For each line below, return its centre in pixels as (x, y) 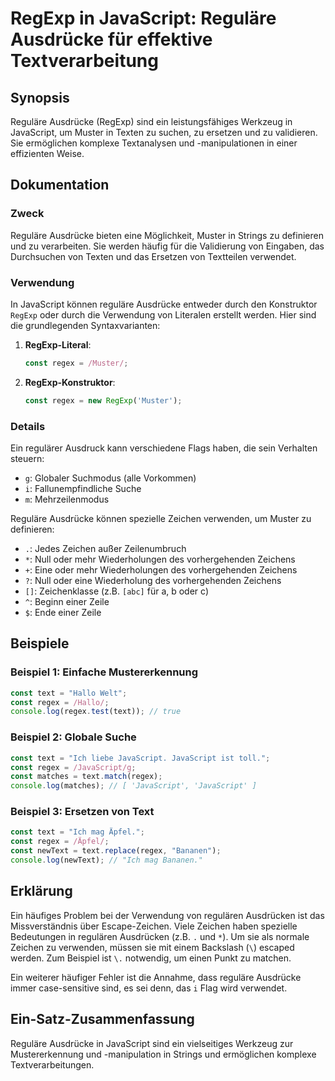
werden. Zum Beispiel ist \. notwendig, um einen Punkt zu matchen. (151, 958)
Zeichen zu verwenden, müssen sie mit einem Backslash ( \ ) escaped (152, 947)
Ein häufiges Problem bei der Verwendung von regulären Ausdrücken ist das (167, 915)
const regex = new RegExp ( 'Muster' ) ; (103, 400)
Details (28, 426)
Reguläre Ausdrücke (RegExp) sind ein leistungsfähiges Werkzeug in (151, 121)
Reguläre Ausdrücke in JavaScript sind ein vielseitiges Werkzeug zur (152, 1043)
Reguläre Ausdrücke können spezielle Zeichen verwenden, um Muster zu (161, 519)
